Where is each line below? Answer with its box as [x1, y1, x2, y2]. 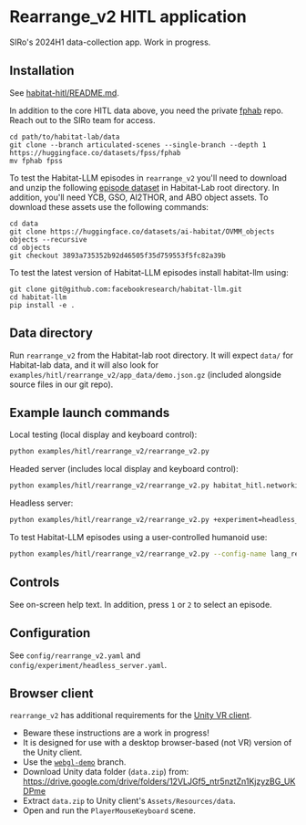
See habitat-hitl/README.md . [9, 87, 120, 98]
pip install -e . [9, 300, 76, 309]
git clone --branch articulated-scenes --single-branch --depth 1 [9, 140, 267, 150]
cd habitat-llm [9, 292, 67, 302]
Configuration [9, 625, 91, 641]
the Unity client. [22, 747, 83, 758]
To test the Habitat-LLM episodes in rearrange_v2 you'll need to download [9, 172, 287, 183]
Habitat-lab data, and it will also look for [9, 359, 159, 371]
